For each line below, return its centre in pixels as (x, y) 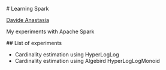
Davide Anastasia (28, 20)
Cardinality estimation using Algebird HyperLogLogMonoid (87, 61)
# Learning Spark (28, 9)
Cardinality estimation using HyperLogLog (67, 55)
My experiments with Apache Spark (50, 31)
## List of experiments (34, 43)
